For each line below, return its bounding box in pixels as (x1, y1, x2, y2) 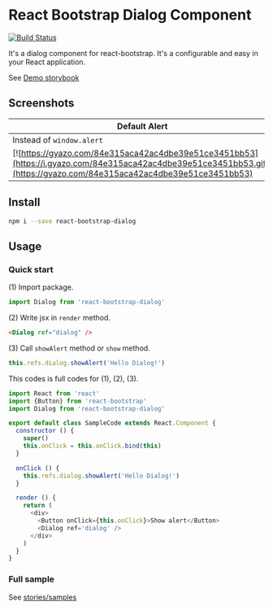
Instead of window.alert (12, 134, 103, 146)
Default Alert (116, 120, 168, 132)
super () (23, 434, 49, 442)
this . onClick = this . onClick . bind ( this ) (23, 442, 162, 450)
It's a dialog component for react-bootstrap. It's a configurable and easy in (8, 48, 258, 58)
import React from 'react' (8, 389, 100, 398)
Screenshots (8, 96, 75, 111)
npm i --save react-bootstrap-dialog (8, 217, 136, 225)
